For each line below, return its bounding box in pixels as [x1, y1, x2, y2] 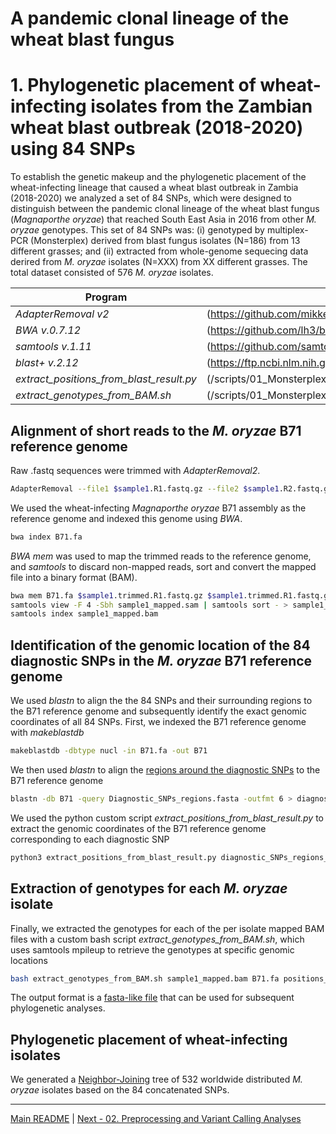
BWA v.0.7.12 [15, 323, 82, 337]
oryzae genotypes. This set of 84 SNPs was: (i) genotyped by [10, 224, 265, 236]
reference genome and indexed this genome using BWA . [10, 512, 243, 524]
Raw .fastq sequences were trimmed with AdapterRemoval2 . [10, 464, 261, 476]
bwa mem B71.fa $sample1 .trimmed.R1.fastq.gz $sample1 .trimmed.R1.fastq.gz [10, 590, 333, 601]
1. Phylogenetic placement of [10, 74, 257, 97]
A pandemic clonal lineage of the [10, 7, 290, 30]
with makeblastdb [10, 727, 85, 739]
